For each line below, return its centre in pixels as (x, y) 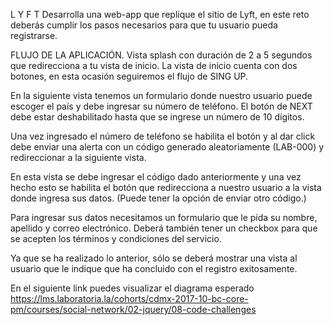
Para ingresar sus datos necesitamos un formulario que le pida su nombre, (164, 217)
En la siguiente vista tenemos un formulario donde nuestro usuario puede (161, 95)
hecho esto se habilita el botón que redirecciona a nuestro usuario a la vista (166, 187)
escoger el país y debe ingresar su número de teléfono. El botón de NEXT (161, 106)
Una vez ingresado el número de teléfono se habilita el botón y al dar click (163, 136)
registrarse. (34, 35)
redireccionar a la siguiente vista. (78, 157)
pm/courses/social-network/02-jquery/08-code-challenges (133, 309)
